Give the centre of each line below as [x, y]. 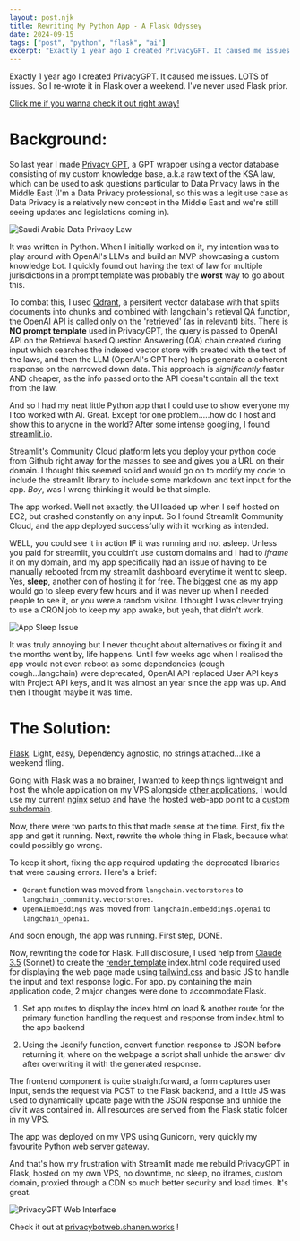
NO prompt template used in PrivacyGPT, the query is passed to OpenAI [143, 331]
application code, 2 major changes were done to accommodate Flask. [138, 991]
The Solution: [60, 729]
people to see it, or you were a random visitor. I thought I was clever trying [146, 601]
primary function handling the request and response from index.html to [153, 1018]
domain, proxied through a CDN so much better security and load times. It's [149, 1183]
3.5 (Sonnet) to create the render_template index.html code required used [145, 962]
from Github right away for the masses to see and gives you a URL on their [147, 461]
